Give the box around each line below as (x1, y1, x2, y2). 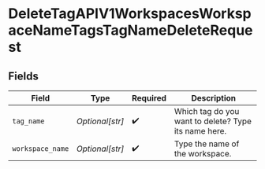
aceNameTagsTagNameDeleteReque (8, 21, 253, 39)
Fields (8, 69, 39, 83)
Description (191, 93, 237, 103)
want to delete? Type (174, 116, 252, 127)
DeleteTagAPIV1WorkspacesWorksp (8, 5, 252, 23)
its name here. (174, 126, 227, 136)
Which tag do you (174, 106, 240, 116)
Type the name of (174, 138, 240, 149)
